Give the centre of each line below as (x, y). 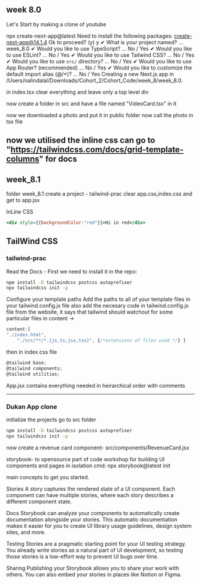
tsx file (14, 121)
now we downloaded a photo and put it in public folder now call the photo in (100, 115)
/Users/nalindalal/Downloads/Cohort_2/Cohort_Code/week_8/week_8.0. (95, 80)
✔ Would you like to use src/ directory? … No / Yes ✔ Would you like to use (99, 61)
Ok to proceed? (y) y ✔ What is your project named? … (116, 42)
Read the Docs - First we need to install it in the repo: (72, 271)
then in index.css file (32, 352)
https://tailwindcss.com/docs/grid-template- (97, 150)
